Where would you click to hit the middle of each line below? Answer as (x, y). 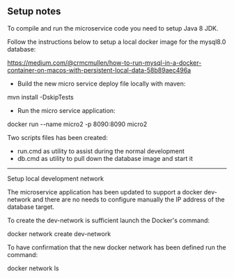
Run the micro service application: (67, 110)
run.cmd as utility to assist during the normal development (101, 151)
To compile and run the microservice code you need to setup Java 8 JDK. (113, 28)
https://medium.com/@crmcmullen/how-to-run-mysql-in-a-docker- (104, 63)
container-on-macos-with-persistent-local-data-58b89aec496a (99, 70)
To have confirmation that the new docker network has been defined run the (117, 247)
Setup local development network (56, 178)
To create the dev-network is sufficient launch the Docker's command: (109, 220)
